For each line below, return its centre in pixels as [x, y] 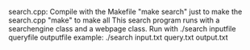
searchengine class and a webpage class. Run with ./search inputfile [122, 29]
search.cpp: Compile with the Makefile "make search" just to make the [125, 12]
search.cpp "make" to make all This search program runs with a [114, 20]
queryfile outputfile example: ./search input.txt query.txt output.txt [118, 37]
